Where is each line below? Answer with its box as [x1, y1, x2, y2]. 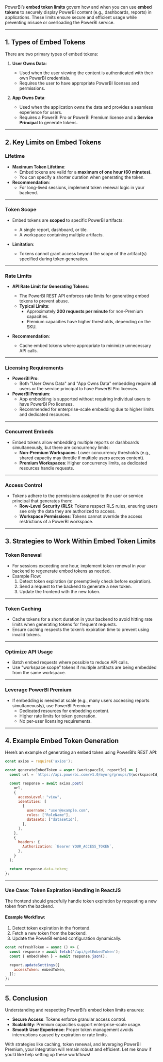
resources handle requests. [19, 465, 74, 471]
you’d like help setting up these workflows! [5, 1051, 91, 1057]
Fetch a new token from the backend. [12, 930, 87, 936]
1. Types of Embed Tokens [5, 38, 86, 47]
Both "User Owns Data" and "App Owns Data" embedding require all [19, 381, 156, 386]
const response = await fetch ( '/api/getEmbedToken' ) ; [9, 949, 120, 954]
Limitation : [12, 241, 34, 247]
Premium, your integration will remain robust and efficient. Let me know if [5, 1046, 152, 1052]
